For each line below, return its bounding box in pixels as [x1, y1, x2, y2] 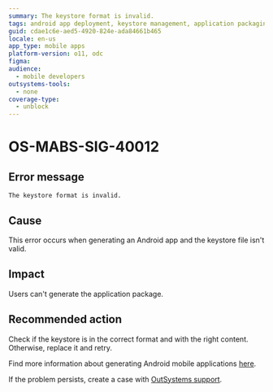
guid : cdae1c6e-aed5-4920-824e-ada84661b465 [8, 27, 162, 35]
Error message [8, 170, 85, 184]
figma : [8, 58, 31, 66]
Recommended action [8, 312, 123, 326]
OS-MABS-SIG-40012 [8, 137, 160, 156]
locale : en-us [8, 34, 57, 43]
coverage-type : [8, 95, 60, 103]
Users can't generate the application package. [8, 289, 164, 298]
